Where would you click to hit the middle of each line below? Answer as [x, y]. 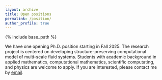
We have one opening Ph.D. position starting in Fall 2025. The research [77, 46]
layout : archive [22, 10]
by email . [14, 72]
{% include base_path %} [31, 37]
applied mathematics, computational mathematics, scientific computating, [80, 62]
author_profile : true [27, 23]
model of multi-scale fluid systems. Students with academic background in [81, 57]
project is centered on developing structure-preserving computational [76, 52]
